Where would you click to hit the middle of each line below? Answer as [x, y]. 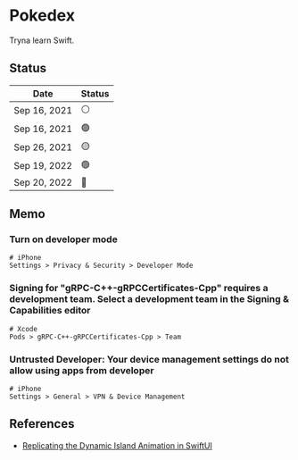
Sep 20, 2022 [43, 182]
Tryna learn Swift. [42, 40]
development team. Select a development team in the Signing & [149, 299]
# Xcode [24, 329]
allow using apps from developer [82, 370]
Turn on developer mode [63, 239]
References [42, 424]
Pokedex [42, 16]
